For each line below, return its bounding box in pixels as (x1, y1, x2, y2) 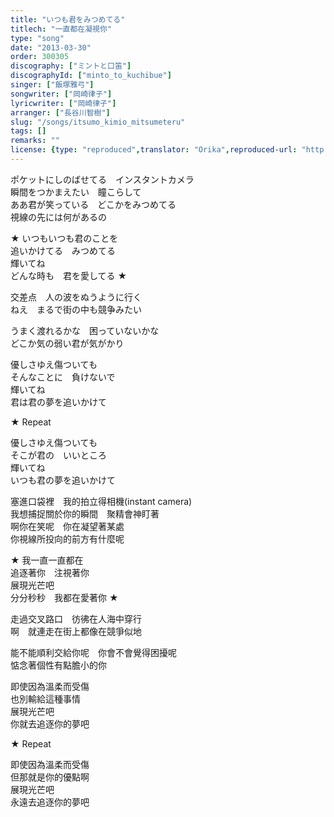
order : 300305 (10, 52, 70, 62)
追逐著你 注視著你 (10, 566, 90, 578)
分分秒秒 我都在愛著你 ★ (10, 591, 119, 603)
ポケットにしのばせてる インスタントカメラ (10, 173, 195, 185)
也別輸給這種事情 (10, 692, 81, 705)
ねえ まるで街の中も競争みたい (10, 303, 142, 315)
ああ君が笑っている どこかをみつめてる (10, 198, 177, 210)
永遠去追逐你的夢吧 (10, 796, 90, 808)
